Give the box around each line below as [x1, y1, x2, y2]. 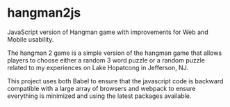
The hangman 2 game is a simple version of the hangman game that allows [7, 49, 222, 57]
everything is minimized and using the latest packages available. [7, 92, 192, 100]
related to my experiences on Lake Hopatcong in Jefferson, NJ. [7, 63, 189, 72]
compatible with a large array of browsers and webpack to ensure [7, 84, 196, 92]
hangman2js [7, 5, 81, 21]
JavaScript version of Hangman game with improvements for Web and [7, 28, 208, 36]
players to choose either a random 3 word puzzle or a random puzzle [7, 56, 205, 64]
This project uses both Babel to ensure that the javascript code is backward [7, 76, 224, 85]
